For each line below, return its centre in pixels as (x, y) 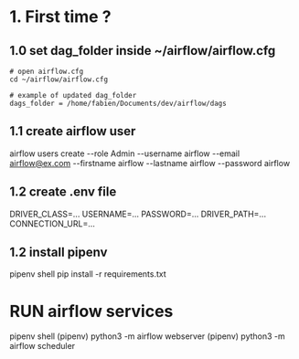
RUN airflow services (91, 311)
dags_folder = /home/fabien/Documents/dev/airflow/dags (118, 103)
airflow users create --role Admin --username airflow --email (125, 153)
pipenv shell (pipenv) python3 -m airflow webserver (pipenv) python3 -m (147, 336)
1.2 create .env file (63, 192)
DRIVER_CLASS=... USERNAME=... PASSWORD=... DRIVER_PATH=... (138, 214)
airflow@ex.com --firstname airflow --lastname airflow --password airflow (150, 163)
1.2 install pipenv (59, 253)
